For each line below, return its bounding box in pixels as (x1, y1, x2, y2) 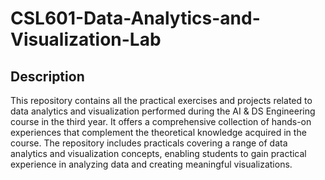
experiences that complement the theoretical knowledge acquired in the (10, 127, 307, 138)
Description (10, 68, 85, 85)
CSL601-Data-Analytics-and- (10, 7, 261, 30)
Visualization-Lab (10, 28, 162, 51)
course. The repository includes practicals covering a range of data (10, 137, 288, 149)
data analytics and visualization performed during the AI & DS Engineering (10, 105, 316, 117)
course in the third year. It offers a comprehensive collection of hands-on (10, 116, 312, 127)
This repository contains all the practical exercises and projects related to (10, 95, 313, 106)
